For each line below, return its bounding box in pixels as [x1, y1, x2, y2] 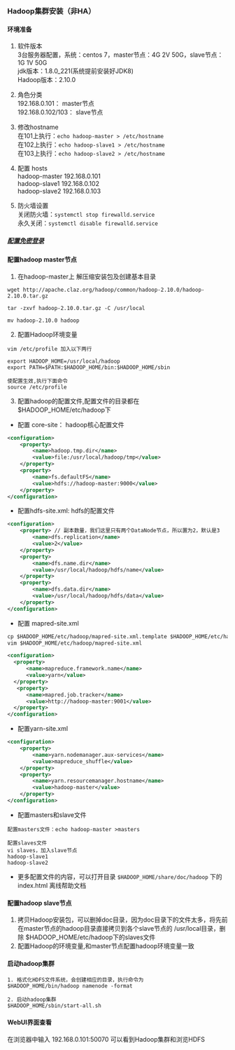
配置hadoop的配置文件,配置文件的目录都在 [17, 396, 140, 405]
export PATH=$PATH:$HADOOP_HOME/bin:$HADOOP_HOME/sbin [7, 363, 171, 371]
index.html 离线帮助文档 [17, 881, 87, 889]
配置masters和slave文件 [17, 810, 87, 819]
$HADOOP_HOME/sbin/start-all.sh [7, 1002, 101, 1009]
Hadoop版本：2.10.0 [17, 76, 76, 84]
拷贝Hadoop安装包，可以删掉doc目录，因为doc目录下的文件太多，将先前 [17, 915, 228, 924]
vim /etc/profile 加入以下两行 [7, 345, 92, 352]
